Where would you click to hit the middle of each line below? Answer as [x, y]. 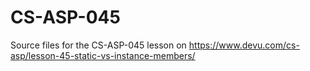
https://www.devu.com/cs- [244, 45]
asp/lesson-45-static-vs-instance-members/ [103, 55]
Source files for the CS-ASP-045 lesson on [98, 45]
